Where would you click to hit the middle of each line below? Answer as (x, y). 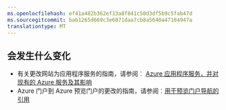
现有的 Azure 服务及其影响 (54, 82)
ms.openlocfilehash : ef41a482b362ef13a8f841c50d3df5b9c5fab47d (100, 13)
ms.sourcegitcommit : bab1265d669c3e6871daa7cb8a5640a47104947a (100, 20)
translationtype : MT (37, 26)
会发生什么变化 (39, 56)
